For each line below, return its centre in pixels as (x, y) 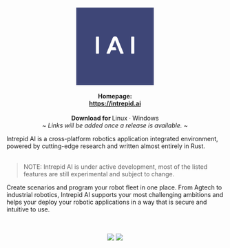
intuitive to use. (28, 209)
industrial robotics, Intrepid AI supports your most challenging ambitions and (115, 195)
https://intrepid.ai (115, 103)
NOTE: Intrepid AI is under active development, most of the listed (115, 167)
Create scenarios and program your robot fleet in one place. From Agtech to (114, 187)
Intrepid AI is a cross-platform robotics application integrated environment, (112, 139)
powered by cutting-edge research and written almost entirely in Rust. (106, 146)
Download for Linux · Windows (115, 118)
